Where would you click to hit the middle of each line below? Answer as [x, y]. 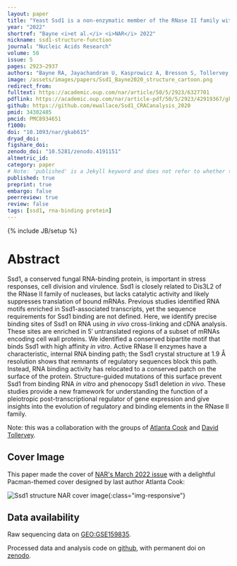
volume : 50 [23, 54]
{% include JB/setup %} [42, 231]
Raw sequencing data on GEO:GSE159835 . [69, 534]
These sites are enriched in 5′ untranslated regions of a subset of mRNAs [114, 331]
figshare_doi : [28, 145]
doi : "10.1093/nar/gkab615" [49, 132]
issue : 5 [20, 60]
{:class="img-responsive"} [147, 495]
